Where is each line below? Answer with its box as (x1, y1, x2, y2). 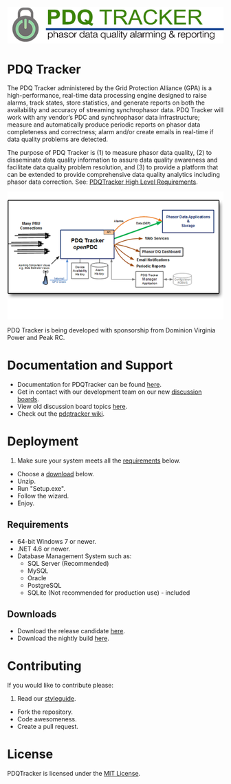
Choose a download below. (16, 470, 94, 478)
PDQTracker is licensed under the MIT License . (7, 769, 141, 777)
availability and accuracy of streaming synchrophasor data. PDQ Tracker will (7, 106, 224, 114)
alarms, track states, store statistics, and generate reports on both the (7, 98, 205, 107)
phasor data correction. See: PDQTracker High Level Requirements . (7, 178, 198, 186)
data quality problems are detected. (7, 135, 109, 144)
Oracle (27, 573, 47, 582)
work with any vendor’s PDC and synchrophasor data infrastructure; (7, 114, 200, 122)
